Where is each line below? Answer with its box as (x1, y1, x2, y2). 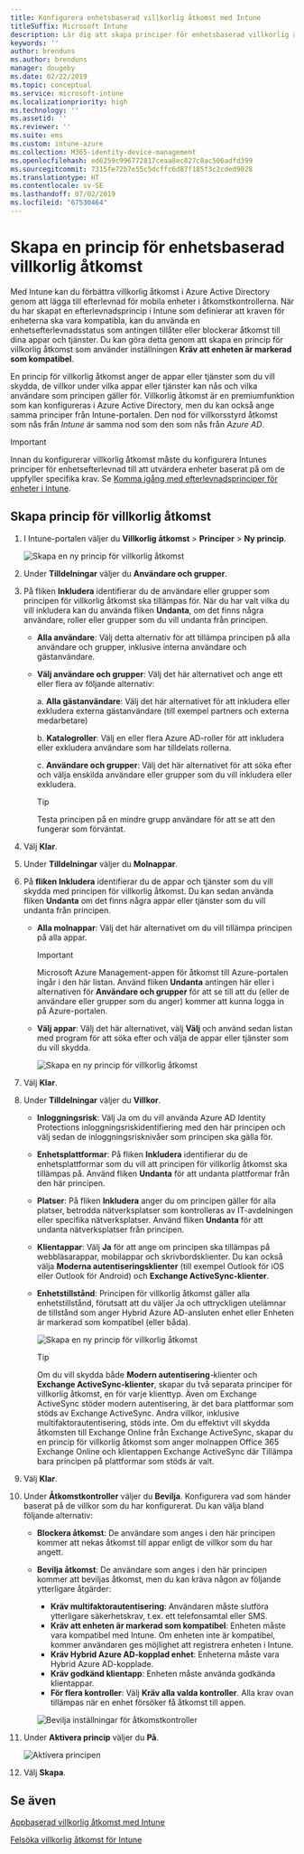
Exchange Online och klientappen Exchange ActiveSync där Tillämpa (36, 1445, 293, 1456)
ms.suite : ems (10, 131, 64, 140)
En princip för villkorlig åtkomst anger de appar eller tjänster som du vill (10, 371, 276, 381)
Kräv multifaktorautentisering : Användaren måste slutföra (50, 1601, 269, 1612)
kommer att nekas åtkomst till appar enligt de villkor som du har (36, 1537, 273, 1548)
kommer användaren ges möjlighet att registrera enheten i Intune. (50, 1639, 294, 1650)
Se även (10, 1793, 57, 1809)
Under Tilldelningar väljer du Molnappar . (23, 858, 179, 869)
